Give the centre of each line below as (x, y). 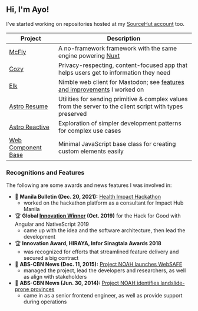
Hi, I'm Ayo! (28, 10)
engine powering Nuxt (89, 55)
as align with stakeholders (55, 277)
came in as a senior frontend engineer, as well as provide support (103, 296)
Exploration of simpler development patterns (120, 123)
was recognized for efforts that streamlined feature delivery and (101, 252)
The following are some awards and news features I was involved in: (89, 185)
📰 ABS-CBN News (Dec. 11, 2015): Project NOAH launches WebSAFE (98, 265)
